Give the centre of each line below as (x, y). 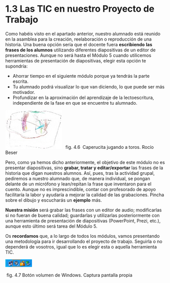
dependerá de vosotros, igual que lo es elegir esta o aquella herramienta (81, 246)
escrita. (21, 81)
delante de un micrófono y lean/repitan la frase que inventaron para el (78, 184)
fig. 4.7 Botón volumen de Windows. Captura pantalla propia (70, 275)
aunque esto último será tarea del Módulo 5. (52, 226)
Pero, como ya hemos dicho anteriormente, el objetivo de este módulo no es (85, 162)
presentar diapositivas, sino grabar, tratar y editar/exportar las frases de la (84, 168)
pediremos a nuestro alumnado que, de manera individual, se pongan (78, 178)
